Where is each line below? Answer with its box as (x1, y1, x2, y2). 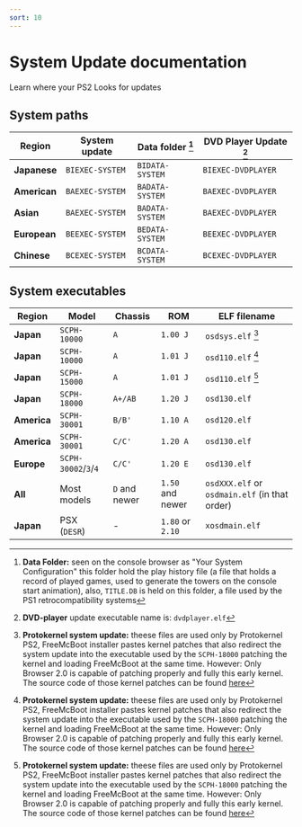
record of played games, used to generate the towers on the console (22, 576, 277, 587)
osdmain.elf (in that (205, 488, 289, 501)
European (13, 228, 57, 241)
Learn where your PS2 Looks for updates (9, 82, 162, 93)
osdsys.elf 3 (205, 327, 259, 342)
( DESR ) (59, 525, 86, 538)
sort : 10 (9, 13, 42, 22)
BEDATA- (137, 225, 170, 235)
